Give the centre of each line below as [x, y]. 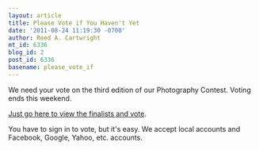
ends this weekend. [40, 98]
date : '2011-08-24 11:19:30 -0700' [67, 30]
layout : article [35, 15]
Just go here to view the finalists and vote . [77, 113]
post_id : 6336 [32, 60]
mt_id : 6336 [28, 45]
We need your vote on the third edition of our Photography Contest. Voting [129, 90]
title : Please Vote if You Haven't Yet [74, 23]
